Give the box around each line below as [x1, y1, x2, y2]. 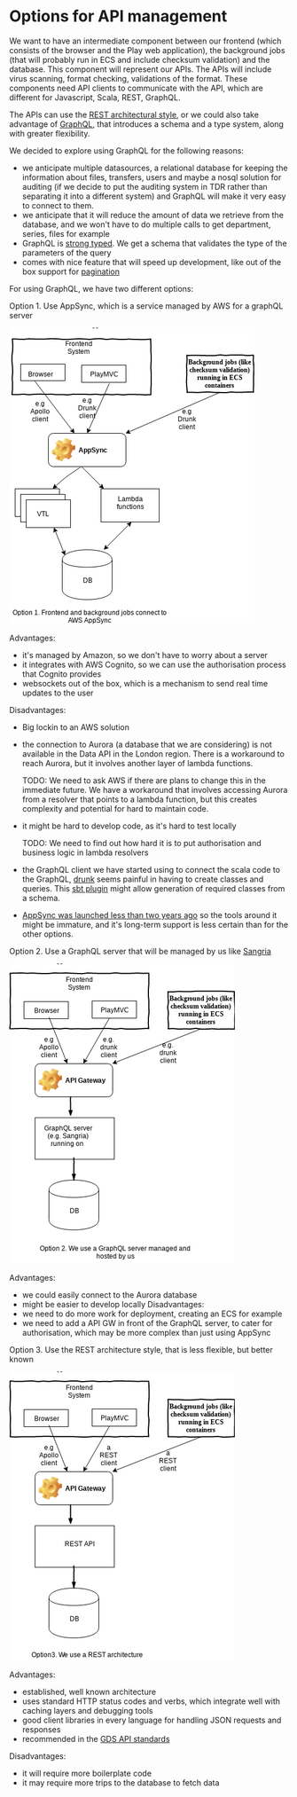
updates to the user [21, 687, 94, 698]
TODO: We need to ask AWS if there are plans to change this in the [21, 774, 266, 786]
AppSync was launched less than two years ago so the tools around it [21, 909, 277, 920]
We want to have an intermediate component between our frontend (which [9, 35, 282, 46]
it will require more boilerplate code [21, 1768, 152, 1778]
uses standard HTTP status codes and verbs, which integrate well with [21, 1696, 281, 1707]
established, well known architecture [21, 1686, 157, 1697]
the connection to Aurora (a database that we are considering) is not [21, 739, 272, 749]
